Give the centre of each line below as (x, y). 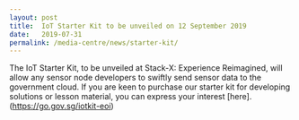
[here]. (239, 97)
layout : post (34, 17)
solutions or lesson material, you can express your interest (118, 97)
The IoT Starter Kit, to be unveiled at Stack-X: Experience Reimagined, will (146, 68)
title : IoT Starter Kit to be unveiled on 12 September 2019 (128, 26)
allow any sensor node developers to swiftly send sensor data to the (136, 78)
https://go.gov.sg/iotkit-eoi (62, 106)
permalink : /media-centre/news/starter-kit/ (94, 43)
